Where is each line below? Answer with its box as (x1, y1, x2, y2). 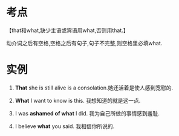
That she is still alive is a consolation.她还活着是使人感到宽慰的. (15, 84, 174, 91)
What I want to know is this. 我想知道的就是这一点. (15, 97, 141, 104)
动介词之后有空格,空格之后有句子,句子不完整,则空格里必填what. (6, 39, 163, 47)
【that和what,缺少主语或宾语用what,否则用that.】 (6, 27, 129, 34)
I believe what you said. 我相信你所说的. (15, 122, 115, 130)
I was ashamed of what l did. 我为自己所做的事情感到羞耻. (15, 109, 160, 117)
